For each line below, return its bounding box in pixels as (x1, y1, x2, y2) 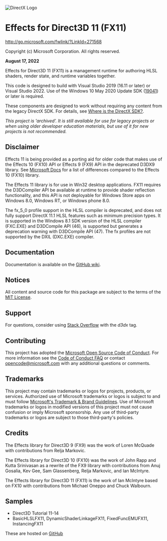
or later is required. (5, 93, 44, 99)
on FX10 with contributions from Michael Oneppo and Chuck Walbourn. (5, 483, 152, 489)
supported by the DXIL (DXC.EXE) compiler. (5, 233, 95, 239)
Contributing (5, 337, 46, 345)
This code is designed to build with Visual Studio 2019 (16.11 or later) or (5, 82, 151, 88)
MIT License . (5, 294, 32, 300)
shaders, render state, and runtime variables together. (5, 73, 116, 79)
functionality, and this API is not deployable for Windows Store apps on (5, 192, 151, 198)
